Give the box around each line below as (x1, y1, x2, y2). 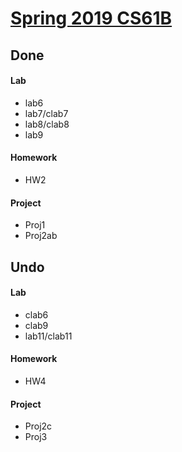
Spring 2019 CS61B (10, 7, 173, 30)
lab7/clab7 (24, 107, 69, 119)
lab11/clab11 (24, 330, 73, 342)
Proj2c (24, 420, 53, 432)
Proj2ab (24, 230, 58, 242)
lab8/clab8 (24, 118, 70, 130)
